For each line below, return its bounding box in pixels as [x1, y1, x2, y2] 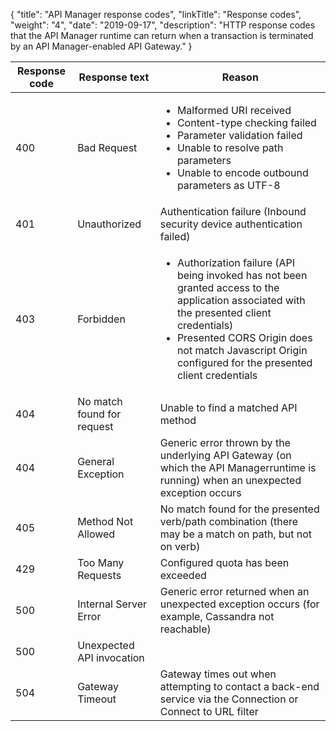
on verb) [159, 540, 201, 553]
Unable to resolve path [176, 141, 284, 154]
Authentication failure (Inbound [159, 205, 307, 218]
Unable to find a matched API [159, 401, 298, 414]
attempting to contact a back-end [159, 680, 320, 693]
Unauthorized [77, 217, 142, 231]
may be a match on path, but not [159, 527, 313, 541]
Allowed [77, 527, 116, 541]
